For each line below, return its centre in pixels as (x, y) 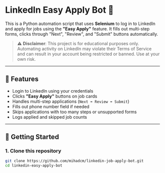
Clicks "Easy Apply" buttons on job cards (55, 96)
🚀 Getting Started (32, 137)
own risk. (26, 59)
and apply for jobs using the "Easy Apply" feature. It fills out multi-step (77, 28)
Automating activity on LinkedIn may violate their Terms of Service (84, 49)
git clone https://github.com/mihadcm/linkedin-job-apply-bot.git (74, 161)
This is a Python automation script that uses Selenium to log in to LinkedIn (80, 24)
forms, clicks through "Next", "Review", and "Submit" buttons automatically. (82, 34)
